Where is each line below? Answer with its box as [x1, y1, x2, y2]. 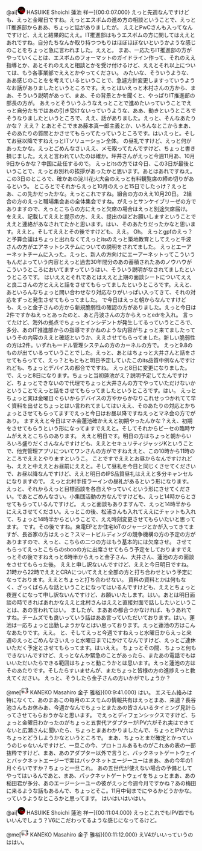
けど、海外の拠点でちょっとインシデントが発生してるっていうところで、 [16, 319, 196, 326]
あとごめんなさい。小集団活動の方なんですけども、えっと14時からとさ [22, 493, 197, 500]
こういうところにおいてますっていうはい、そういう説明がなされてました [6, 266, 185, 273]
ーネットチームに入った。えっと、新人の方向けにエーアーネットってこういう [6, 251, 195, 258]
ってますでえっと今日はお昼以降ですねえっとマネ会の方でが [48, 410, 196, 416]
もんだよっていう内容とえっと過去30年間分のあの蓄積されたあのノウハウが [6, 258, 192, 265]
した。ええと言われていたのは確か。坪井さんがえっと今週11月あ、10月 [22, 153, 195, 159]
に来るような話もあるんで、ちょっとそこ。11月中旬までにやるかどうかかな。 [6, 787, 195, 794]
